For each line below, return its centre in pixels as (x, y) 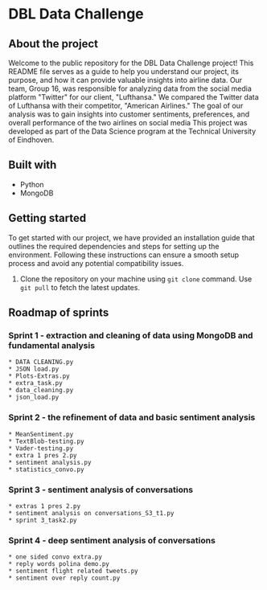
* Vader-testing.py (41, 448)
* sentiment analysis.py (50, 462)
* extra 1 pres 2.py (43, 455)
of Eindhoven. (31, 140)
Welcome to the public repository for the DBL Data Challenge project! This (131, 63)
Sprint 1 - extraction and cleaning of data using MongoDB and (131, 335)
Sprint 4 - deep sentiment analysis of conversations (112, 540)
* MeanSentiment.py (41, 434)
